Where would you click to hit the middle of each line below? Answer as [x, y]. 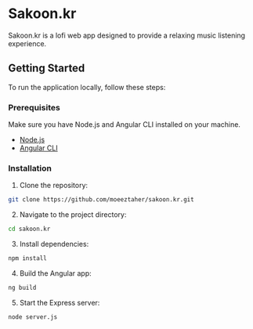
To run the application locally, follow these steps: [87, 87]
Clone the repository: [54, 186]
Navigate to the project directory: [73, 215]
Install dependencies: [54, 244]
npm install [27, 258]
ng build [22, 287]
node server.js [33, 317]
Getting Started [47, 69]
